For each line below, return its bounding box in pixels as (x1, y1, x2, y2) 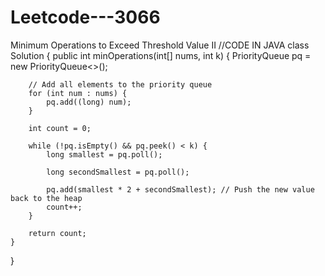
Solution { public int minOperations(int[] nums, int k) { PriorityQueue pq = (10, 49, 312, 61)
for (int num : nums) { (28, 88, 128, 98)
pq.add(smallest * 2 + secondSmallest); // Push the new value (46, 184, 315, 195)
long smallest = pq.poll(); (46, 149, 163, 160)
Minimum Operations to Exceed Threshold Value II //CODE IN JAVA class (10, 39, 310, 51)
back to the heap (10, 193, 83, 203)
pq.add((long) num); (46, 97, 132, 107)
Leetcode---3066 (10, 6, 161, 29)
